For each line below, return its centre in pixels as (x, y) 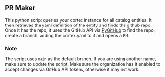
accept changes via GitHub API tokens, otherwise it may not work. (72, 69)
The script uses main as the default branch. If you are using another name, (81, 59)
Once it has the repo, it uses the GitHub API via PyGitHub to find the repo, (80, 30)
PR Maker (20, 8)
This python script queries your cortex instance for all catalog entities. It (78, 20)
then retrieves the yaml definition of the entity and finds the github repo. (79, 25)
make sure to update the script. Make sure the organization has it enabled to (83, 64)
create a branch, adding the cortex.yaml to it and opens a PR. (67, 35)
